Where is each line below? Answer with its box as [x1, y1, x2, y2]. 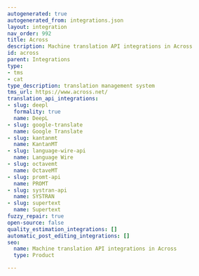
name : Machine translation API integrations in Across [13, 245, 177, 253]
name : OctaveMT [13, 166, 58, 174]
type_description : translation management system [7, 82, 156, 89]
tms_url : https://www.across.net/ [7, 88, 109, 96]
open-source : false [7, 219, 64, 226]
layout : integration [7, 23, 68, 30]
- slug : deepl [7, 102, 49, 109]
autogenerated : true [7, 10, 68, 18]
